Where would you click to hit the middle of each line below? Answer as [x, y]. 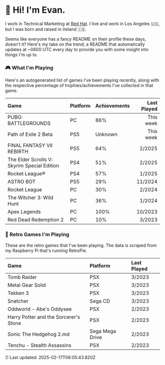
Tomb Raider [22, 277]
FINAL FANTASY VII [30, 145]
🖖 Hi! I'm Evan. [35, 10]
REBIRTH [18, 152]
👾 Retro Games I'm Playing [37, 234]
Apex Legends [24, 212]
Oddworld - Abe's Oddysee [40, 309]
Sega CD [100, 301]
